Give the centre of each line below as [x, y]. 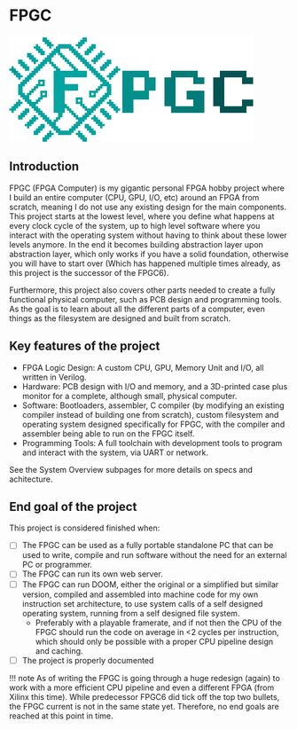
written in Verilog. [54, 377]
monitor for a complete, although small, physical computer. [129, 396]
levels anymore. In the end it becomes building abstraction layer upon [137, 244]
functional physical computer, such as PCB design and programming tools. [145, 299]
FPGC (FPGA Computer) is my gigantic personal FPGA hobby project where [147, 188]
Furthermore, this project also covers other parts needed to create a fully [142, 290]
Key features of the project [85, 346]
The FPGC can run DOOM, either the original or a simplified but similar [150, 584]
